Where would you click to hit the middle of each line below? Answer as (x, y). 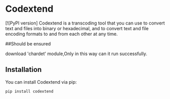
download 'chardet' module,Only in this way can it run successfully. (76, 54)
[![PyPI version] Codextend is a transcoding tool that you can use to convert (85, 23)
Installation (23, 70)
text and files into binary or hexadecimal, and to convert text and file (77, 28)
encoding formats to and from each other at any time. (62, 34)
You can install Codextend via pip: (41, 82)
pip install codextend (29, 91)
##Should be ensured (28, 43)
